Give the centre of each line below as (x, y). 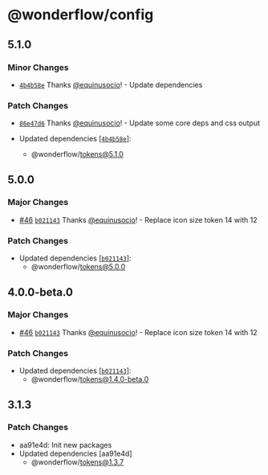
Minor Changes (38, 68)
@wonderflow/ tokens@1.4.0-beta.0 (90, 379)
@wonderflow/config (81, 15)
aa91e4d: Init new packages (65, 444)
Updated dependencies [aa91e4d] (76, 453)
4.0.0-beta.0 (41, 292)
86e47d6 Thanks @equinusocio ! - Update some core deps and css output (140, 123)
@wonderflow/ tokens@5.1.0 (77, 154)
